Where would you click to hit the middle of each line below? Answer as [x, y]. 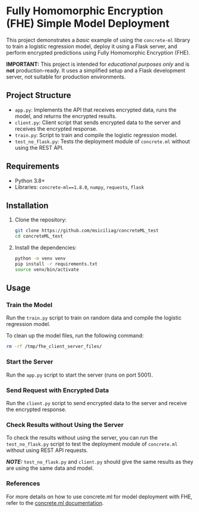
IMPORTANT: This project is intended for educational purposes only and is [98, 64]
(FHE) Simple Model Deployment [88, 23]
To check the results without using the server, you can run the [82, 438]
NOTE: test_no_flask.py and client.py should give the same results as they [100, 462]
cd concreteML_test [39, 236]
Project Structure [39, 95]
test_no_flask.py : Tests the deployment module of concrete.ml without [102, 141]
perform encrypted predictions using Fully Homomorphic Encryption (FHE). [98, 52]
